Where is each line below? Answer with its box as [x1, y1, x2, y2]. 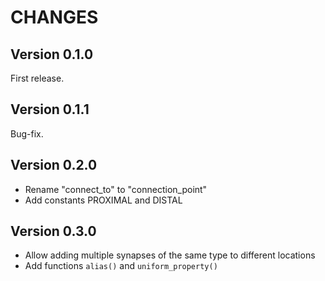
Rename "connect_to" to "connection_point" [24, 183, 208, 195]
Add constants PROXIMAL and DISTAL [24, 194, 183, 206]
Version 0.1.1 [10, 101, 90, 118]
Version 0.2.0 [10, 157, 98, 174]
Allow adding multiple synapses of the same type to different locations [24, 249, 316, 261]
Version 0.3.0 [10, 223, 97, 240]
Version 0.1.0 [10, 46, 94, 63]
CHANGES [10, 6, 99, 29]
